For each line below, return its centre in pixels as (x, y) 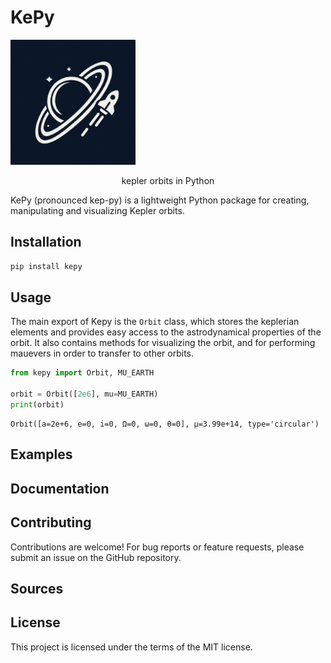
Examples (41, 454)
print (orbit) (37, 405)
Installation (46, 242)
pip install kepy (46, 266)
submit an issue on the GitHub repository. (96, 557)
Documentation (60, 488)
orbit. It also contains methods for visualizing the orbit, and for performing (163, 343)
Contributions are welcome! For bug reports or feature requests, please (157, 547)
